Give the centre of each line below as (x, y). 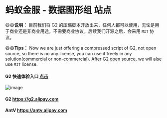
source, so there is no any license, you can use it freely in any (69, 53)
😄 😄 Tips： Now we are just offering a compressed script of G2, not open (81, 48)
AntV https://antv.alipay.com (36, 111)
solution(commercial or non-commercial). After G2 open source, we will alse (83, 59)
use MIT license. (22, 64)
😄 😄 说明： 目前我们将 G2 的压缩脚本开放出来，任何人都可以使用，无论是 (80, 25)
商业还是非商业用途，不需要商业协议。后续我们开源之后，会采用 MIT (79, 31)
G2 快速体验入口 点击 (27, 76)
